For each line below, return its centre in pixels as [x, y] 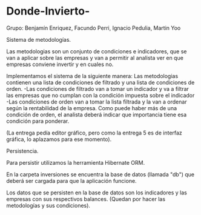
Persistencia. [22, 151]
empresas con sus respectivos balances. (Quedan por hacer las [86, 199]
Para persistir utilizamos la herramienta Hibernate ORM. [76, 162]
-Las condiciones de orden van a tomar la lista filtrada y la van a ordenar [97, 102]
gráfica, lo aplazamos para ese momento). [59, 139]
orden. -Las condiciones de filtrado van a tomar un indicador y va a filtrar [98, 88]
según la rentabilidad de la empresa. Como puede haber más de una [92, 108]
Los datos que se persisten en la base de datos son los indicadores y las [97, 193]
